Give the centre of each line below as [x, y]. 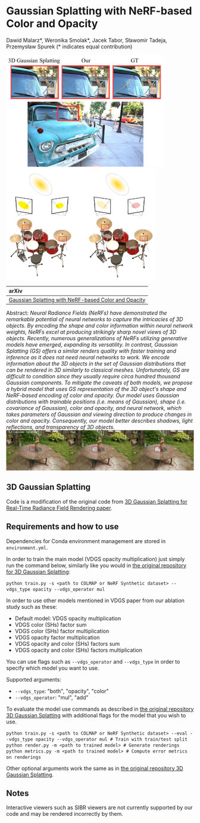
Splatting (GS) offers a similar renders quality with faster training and [91, 351]
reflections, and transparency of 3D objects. [60, 427]
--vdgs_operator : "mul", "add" [52, 697]
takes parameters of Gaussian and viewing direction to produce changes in [99, 414]
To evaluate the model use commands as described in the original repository [100, 709]
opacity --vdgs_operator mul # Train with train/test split [111, 739]
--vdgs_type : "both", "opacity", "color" [62, 691]
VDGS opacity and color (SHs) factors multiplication [79, 650]
